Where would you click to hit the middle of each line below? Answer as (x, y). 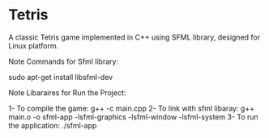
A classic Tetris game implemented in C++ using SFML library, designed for (134, 37)
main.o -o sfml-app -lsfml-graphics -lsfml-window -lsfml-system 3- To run (134, 117)
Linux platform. (34, 45)
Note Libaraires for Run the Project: (67, 92)
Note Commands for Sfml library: (64, 61)
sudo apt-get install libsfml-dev (61, 77)
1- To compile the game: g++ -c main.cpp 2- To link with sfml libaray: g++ (132, 108)
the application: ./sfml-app (53, 125)
